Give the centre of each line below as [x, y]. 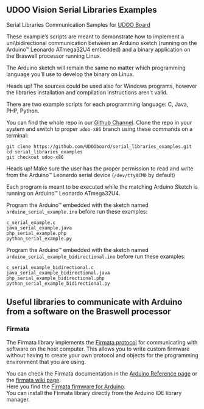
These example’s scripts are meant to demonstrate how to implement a [95, 37]
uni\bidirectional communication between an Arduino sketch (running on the [102, 43]
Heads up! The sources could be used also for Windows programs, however [102, 86]
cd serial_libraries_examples [45, 152]
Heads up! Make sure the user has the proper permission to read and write [100, 168]
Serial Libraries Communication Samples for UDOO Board [79, 24]
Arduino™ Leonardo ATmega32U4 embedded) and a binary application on [98, 49]
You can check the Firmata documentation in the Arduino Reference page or [102, 373]
